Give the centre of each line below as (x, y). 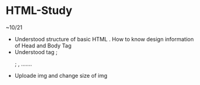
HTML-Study (39, 11)
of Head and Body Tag (43, 46)
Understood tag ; (36, 52)
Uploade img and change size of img (61, 75)
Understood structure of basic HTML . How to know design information (104, 39)
